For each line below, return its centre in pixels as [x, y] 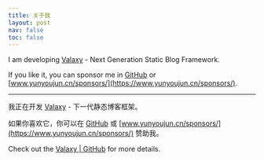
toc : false [26, 37]
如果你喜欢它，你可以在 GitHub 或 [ [65, 123]
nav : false [26, 30]
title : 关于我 [29, 15]
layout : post [29, 23]
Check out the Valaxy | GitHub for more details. [84, 149]
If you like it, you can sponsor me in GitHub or [82, 75]
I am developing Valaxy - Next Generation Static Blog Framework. [114, 60]
